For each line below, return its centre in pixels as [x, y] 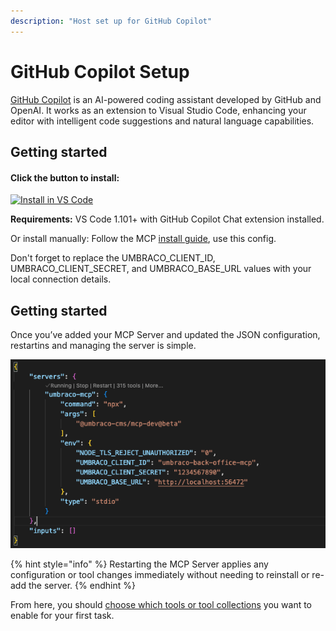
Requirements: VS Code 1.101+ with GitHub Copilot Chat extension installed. [167, 219]
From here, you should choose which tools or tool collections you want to [161, 604]
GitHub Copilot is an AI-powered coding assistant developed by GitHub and [166, 99]
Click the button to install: [65, 177]
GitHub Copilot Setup [100, 71]
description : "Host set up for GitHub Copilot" [111, 21]
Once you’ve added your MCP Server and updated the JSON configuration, [165, 334]
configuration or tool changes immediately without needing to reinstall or [160, 574]
